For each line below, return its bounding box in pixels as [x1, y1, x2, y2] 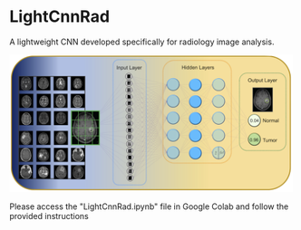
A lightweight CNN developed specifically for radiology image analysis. [9, 36, 275, 47]
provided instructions [9, 211, 89, 222]
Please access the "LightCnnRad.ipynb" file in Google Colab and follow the [9, 201, 289, 212]
